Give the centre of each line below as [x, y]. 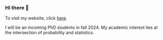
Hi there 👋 [17, 8]
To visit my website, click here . [36, 18]
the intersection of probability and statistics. [50, 33]
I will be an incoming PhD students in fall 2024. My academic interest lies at [81, 27]
